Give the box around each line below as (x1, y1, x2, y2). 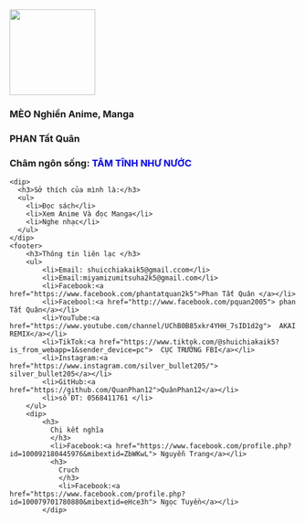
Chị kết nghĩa (49, 425, 104, 435)
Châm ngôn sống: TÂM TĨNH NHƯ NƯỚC (9, 156, 192, 169)
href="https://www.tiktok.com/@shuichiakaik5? (99, 337, 280, 347)
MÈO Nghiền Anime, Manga (9, 107, 134, 120)
